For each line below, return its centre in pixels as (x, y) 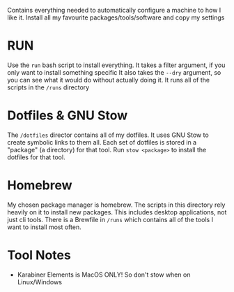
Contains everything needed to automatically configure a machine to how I (114, 10)
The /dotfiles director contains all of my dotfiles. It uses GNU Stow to (108, 135)
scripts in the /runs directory (48, 87)
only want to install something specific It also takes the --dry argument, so (114, 72)
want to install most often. (44, 227)
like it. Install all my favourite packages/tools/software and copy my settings (116, 17)
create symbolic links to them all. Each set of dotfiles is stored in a (102, 142)
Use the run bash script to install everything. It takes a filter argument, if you (116, 65)
